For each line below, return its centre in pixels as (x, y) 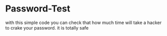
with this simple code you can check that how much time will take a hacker (83, 22)
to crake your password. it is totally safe (47, 27)
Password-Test (38, 9)
